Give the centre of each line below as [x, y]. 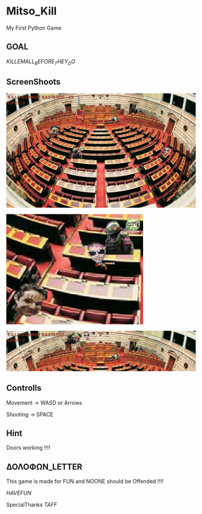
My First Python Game [34, 28]
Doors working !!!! [28, 448]
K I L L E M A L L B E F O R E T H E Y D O [41, 62]
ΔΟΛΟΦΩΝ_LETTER [44, 467]
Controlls [24, 388]
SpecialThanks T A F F [32, 505]
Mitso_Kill [32, 11]
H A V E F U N [19, 493]
